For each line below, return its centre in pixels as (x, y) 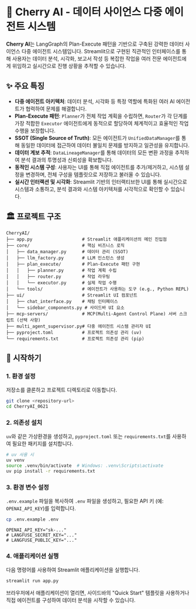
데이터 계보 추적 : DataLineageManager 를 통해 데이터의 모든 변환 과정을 (94, 152)
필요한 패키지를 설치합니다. (43, 444)
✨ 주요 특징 (25, 86)
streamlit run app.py (32, 581)
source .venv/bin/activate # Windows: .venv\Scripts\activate (85, 466)
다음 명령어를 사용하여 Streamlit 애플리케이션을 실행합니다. (73, 570)
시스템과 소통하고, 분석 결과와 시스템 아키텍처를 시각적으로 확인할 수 (92, 189)
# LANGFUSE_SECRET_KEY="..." (42, 535)
